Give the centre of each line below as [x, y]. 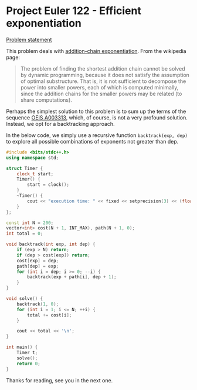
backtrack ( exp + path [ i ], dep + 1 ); [72, 277]
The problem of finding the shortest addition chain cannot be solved [103, 68]
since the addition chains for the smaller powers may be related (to [101, 94]
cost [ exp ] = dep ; [38, 261]
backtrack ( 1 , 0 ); [38, 304]
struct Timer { [25, 168]
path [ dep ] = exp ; [38, 266]
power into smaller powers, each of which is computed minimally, [99, 87]
